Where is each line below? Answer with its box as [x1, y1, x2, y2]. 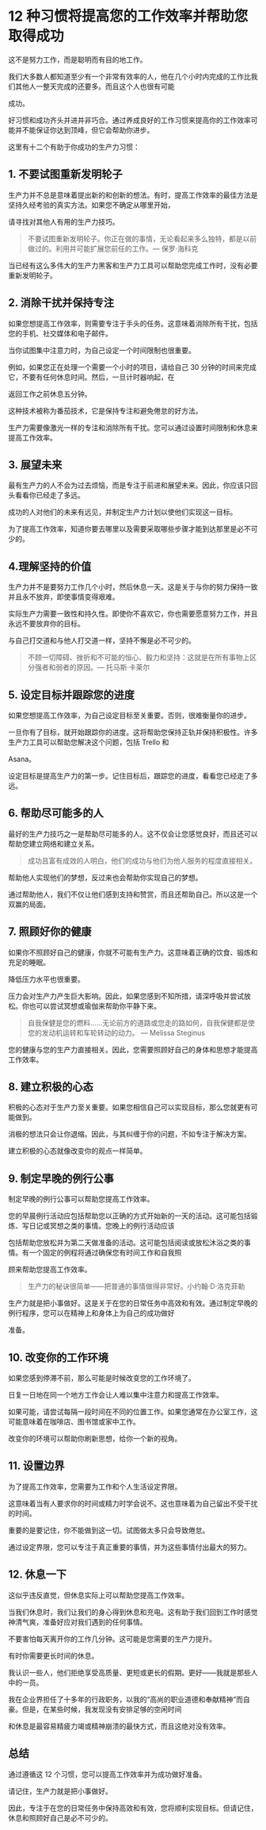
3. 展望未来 [8, 458, 63, 471]
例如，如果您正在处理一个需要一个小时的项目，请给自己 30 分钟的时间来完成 [8, 362, 257, 371]
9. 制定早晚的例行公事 [8, 1171, 115, 1185]
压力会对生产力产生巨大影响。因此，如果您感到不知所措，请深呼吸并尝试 [8, 991, 244, 1001]
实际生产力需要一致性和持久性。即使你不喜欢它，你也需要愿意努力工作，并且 [8, 609, 258, 619]
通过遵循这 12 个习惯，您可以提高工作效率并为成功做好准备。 [8, 1769, 207, 1778]
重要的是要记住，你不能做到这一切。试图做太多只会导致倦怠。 [8, 1525, 210, 1535]
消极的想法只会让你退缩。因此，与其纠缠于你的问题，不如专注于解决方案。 [8, 1129, 251, 1139]
